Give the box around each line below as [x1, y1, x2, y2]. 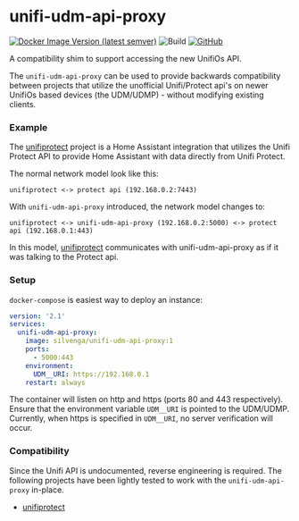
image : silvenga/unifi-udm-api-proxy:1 [25, 337, 174, 346]
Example [9, 121, 48, 133]
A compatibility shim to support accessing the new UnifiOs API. [9, 53, 243, 63]
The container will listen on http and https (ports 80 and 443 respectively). [9, 394, 284, 405]
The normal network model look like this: [9, 168, 159, 180]
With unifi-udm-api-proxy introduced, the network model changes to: [9, 201, 266, 212]
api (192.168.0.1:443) [9, 226, 94, 236]
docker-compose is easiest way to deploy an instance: [9, 294, 203, 305]
